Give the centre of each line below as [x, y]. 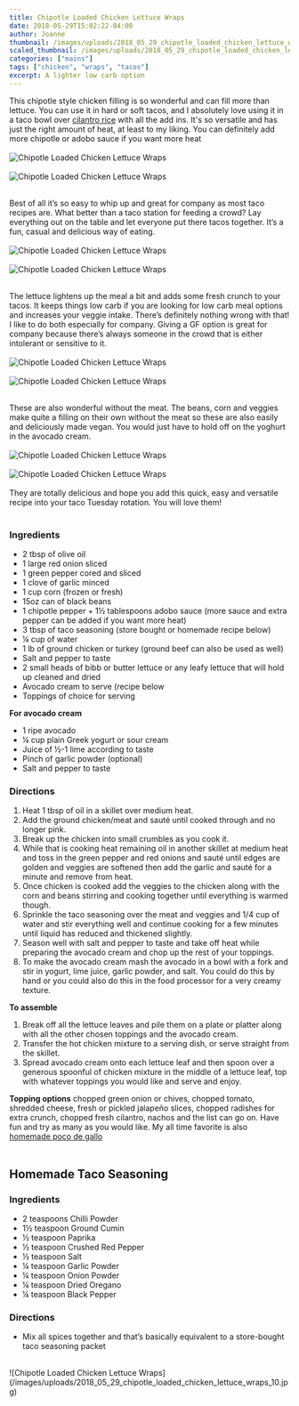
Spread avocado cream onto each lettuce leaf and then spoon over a [148, 1063]
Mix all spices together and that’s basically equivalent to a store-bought [153, 1337]
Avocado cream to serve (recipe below [93, 687]
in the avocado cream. [50, 436]
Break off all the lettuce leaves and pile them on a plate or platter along [152, 1025]
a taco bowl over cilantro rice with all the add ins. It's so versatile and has [143, 119]
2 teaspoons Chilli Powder [70, 1219]
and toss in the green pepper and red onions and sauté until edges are [151, 858]
